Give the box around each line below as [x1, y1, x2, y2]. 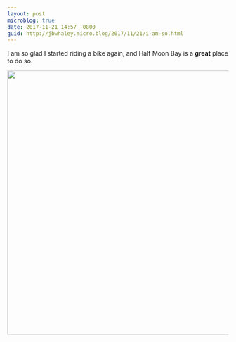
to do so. [7, 57, 33, 65]
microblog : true [7, 17, 55, 24]
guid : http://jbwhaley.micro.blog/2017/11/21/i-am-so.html [7, 30, 184, 37]
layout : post [7, 10, 46, 18]
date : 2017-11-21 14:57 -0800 [7, 23, 96, 30]
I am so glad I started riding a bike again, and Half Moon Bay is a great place [7, 49, 228, 58]
